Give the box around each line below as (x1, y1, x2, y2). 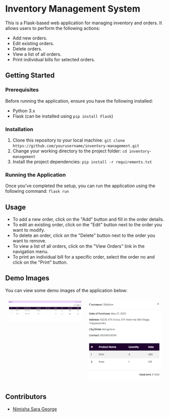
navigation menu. (12, 248, 49, 255)
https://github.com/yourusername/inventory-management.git (12, 143, 140, 148)
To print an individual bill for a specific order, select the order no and (12, 254, 155, 260)
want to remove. (12, 238, 47, 244)
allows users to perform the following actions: (5, 25, 100, 31)
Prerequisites (5, 87, 39, 94)
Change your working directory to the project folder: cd (12, 148, 127, 154)
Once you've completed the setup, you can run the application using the (5, 183, 155, 189)
